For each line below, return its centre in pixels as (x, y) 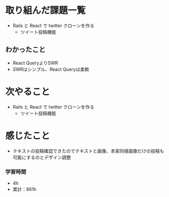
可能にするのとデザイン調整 (42, 157)
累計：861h (24, 189)
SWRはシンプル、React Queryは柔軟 (51, 69)
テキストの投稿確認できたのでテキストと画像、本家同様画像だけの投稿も (88, 151)
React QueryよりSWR (35, 63)
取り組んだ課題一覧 (46, 10)
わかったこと (25, 50)
